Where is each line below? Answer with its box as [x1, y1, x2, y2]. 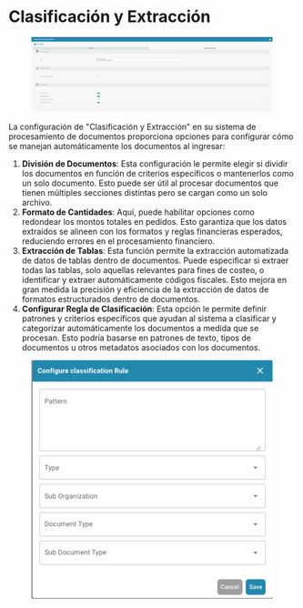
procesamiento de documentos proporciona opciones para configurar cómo [8, 131, 294, 142]
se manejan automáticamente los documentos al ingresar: [8, 141, 226, 152]
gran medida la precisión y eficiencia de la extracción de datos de [21, 284, 269, 295]
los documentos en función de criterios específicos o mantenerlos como [21, 168, 295, 179]
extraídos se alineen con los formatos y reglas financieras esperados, [21, 226, 283, 238]
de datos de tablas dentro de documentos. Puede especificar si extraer [21, 255, 289, 266]
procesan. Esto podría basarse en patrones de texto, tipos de [21, 332, 252, 343]
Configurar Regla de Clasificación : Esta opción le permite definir [21, 303, 268, 315]
